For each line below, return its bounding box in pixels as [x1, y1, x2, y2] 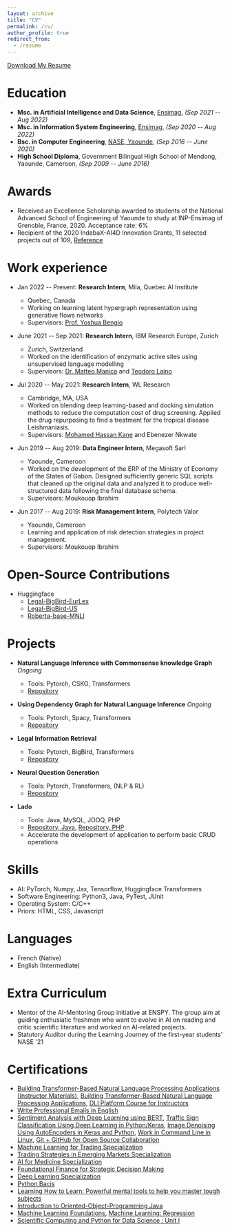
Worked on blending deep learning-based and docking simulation [27, 401, 214, 409]
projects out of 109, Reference [17, 235, 103, 244]
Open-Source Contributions [7, 567, 170, 582]
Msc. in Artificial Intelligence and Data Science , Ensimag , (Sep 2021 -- [17, 108, 221, 116]
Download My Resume [7, 61, 71, 69]
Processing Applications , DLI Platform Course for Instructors [17, 1099, 189, 1107]
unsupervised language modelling [27, 360, 124, 368]
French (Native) [17, 953, 62, 962]
